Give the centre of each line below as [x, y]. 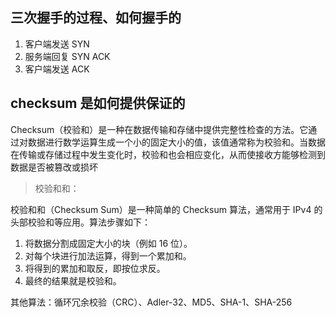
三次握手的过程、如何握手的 [96, 18]
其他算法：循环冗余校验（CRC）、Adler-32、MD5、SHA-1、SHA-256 [151, 302]
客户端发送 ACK [57, 69]
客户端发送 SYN [57, 44]
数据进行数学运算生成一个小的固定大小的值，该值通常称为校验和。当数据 [176, 142]
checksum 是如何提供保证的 [98, 103]
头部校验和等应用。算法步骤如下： [80, 222]
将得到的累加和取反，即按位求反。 [95, 268]
